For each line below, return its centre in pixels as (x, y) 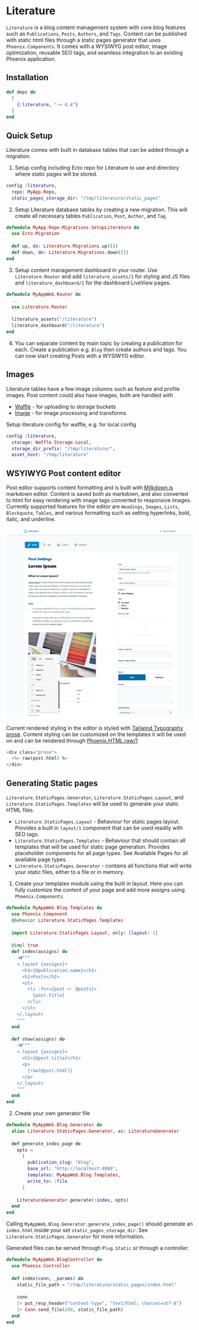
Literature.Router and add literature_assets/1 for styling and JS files (102, 276)
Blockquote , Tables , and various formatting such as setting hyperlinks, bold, (99, 513)
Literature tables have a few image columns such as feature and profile (93, 389)
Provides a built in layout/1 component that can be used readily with (99, 828)
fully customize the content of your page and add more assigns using (100, 890)
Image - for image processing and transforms (70, 413)
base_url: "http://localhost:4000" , (73, 1169)
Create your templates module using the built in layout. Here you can (99, 883)
